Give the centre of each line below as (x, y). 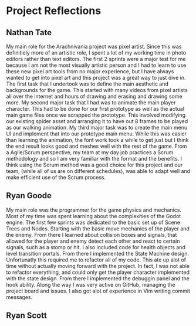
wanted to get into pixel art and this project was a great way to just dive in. (96, 78)
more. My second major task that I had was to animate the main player (91, 103)
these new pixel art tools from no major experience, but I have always (90, 71)
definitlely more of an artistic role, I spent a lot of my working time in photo (96, 53)
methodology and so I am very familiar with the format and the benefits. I (94, 159)
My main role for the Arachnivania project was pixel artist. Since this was (94, 46)
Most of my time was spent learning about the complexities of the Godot (94, 216)
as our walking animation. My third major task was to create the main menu (97, 128)
